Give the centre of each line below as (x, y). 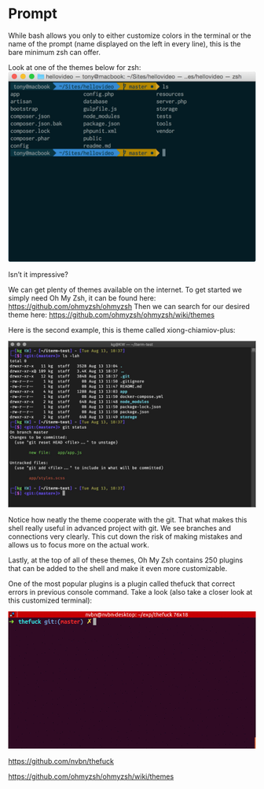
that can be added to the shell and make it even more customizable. (118, 569)
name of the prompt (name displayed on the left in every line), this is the (125, 43)
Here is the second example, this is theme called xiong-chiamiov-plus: (122, 330)
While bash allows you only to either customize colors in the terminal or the (130, 35)
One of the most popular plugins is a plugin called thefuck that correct (122, 584)
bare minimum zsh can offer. (54, 52)
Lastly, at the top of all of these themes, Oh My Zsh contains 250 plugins (126, 560)
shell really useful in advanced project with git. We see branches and (120, 529)
